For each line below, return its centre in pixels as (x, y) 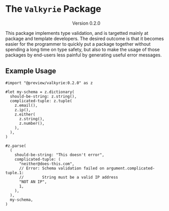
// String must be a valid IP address (68, 177)
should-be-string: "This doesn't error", (59, 155)
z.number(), (32, 123)
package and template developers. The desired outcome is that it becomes (85, 39)
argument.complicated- (130, 168)
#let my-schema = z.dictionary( (40, 92)
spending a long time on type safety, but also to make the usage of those (83, 49)
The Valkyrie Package (53, 9)
